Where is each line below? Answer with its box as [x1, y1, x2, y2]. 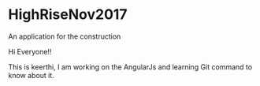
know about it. [8, 70, 55, 80]
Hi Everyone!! [8, 47, 52, 56]
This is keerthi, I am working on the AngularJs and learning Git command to [8, 62, 253, 72]
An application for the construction [8, 32, 121, 41]
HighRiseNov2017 [8, 6, 128, 24]
